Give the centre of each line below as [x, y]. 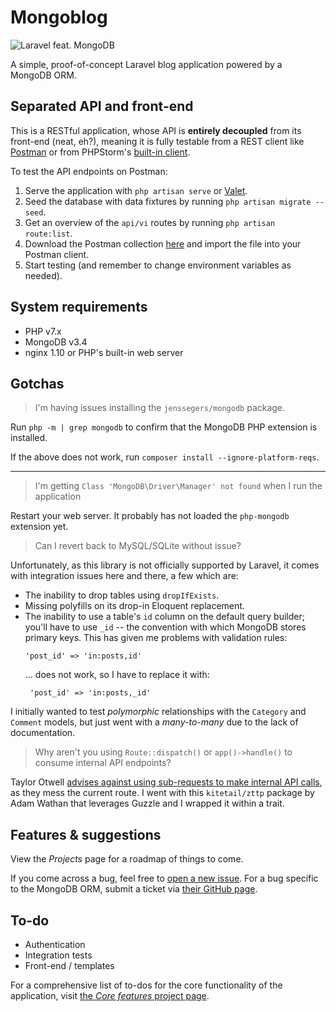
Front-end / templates [69, 965]
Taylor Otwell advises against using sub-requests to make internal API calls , [166, 782]
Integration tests [58, 955]
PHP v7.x [43, 331]
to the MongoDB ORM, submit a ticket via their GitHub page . [134, 889]
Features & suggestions [86, 834]
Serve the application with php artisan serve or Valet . [136, 190]
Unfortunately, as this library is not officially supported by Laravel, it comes [165, 565]
